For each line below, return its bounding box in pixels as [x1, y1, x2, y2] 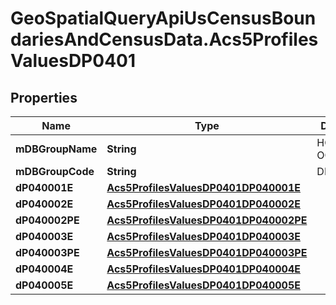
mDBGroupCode [15, 165, 95, 178]
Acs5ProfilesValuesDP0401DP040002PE [106, 213, 308, 227]
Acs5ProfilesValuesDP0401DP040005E [106, 278, 301, 292]
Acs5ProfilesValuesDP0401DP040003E [106, 230, 301, 243]
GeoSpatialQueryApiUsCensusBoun [10, 7, 317, 30]
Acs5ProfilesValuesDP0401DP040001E [106, 181, 301, 194]
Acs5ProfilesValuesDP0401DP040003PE [106, 246, 308, 259]
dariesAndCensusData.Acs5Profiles [10, 28, 319, 51]
